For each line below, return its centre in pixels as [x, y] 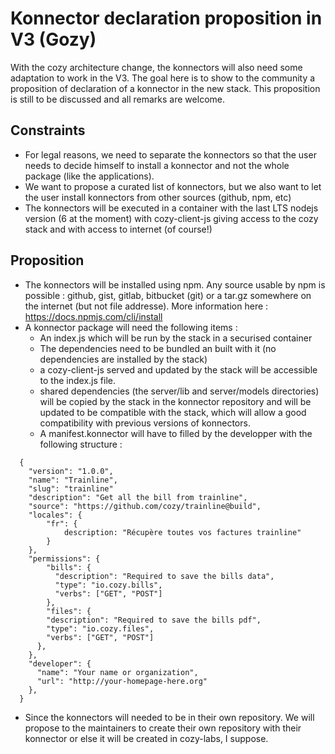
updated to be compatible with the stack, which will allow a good [173, 412]
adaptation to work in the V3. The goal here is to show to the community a [163, 78]
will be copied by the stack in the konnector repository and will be [175, 401]
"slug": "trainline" [71, 488]
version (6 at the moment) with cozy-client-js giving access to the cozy [171, 218]
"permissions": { [64, 558]
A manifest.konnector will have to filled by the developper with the [176, 433]
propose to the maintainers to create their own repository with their [163, 728]
